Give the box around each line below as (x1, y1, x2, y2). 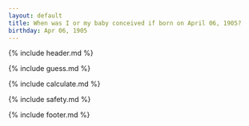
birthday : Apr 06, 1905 (8, 26, 88, 34)
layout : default (8, 11, 62, 20)
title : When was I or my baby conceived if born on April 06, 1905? (8, 19, 242, 27)
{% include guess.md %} (8, 64, 90, 73)
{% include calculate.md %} (8, 79, 101, 89)
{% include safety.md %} (8, 95, 91, 104)
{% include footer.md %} (8, 110, 90, 120)
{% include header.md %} (8, 49, 94, 58)
